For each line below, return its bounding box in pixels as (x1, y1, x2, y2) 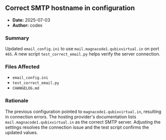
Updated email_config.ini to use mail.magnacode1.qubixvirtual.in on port (5, 46, 160, 52)
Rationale (5, 97, 29, 104)
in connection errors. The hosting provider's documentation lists (5, 113, 136, 120)
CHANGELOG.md (12, 86, 40, 91)
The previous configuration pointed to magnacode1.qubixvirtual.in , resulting (5, 108, 162, 114)
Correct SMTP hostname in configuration (5, 4, 135, 12)
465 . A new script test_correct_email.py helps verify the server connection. (5, 51, 161, 57)
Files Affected (5, 64, 40, 70)
